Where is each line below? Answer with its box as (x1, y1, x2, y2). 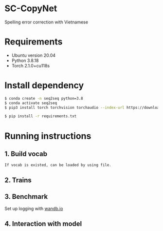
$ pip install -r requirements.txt (4, 114, 77, 119)
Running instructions (4, 130, 91, 142)
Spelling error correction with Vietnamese (4, 19, 89, 25)
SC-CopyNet (4, 3, 57, 14)
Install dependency (4, 80, 84, 91)
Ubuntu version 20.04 (11, 52, 56, 58)
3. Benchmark (4, 192, 48, 201)
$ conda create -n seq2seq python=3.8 (4, 96, 83, 101)
